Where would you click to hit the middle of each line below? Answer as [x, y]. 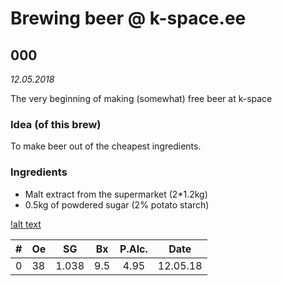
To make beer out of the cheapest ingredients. [106, 146]
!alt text [26, 224]
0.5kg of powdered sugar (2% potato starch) [117, 204]
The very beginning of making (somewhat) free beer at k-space [141, 98]
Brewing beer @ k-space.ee [128, 18]
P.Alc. [133, 249]
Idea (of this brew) [56, 124]
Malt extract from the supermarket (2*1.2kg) [116, 194]
